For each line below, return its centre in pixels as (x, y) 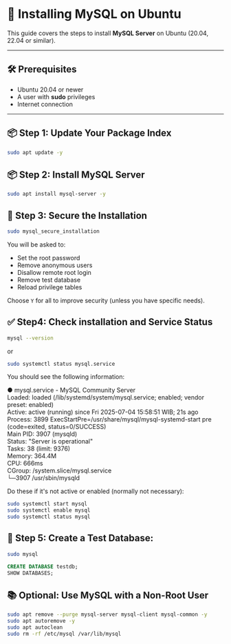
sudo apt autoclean (35, 627)
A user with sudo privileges (56, 96)
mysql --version (30, 338)
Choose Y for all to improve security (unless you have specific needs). (106, 300)
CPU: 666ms (25, 464)
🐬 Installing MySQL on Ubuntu (94, 14)
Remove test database (49, 280)
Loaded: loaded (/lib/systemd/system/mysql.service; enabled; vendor (106, 397)
